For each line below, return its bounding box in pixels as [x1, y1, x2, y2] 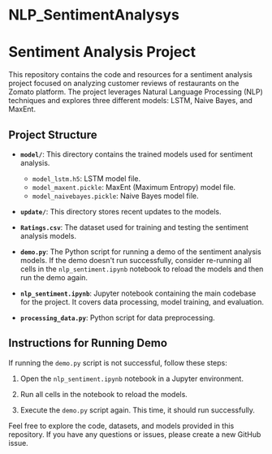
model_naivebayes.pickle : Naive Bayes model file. [32, 191, 199, 201]
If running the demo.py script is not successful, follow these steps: [8, 357, 227, 367]
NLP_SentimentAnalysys [8, 6, 180, 24]
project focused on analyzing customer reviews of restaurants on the [8, 79, 240, 89]
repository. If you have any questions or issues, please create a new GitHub [8, 429, 261, 439]
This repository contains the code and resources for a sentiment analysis [8, 70, 253, 80]
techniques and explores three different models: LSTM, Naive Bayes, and [8, 96, 253, 106]
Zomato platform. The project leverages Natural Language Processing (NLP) [8, 87, 264, 97]
